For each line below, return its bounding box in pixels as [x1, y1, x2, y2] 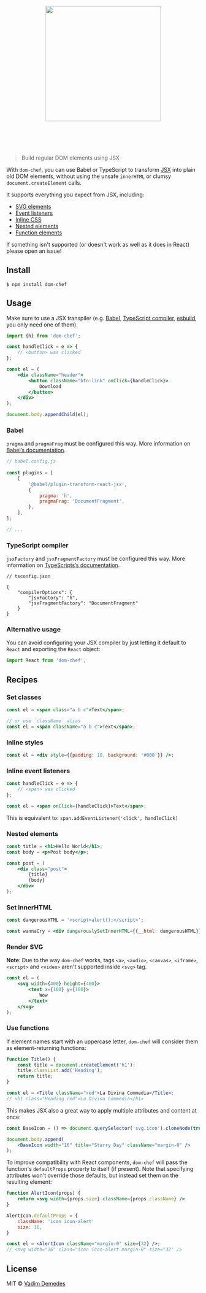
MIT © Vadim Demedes [6, 1279, 66, 1287]
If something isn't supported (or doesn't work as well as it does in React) [6, 241, 190, 248]
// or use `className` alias [6, 717, 81, 724]
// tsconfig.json [6, 573, 51, 580]
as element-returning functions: [6, 1044, 87, 1051]
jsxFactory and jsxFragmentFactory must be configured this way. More [6, 555, 186, 563]
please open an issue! [6, 247, 62, 255]
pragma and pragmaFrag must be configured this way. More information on [6, 440, 191, 447]
